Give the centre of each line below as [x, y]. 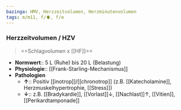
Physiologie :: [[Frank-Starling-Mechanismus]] [71, 68]
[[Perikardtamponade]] [52, 100]
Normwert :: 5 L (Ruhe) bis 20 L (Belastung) [68, 62]
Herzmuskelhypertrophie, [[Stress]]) [68, 87]
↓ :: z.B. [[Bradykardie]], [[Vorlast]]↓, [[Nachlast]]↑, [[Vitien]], [99, 94]
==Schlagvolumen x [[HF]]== [57, 51]
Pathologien [30, 75]
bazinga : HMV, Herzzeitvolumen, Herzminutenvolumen [71, 12]
